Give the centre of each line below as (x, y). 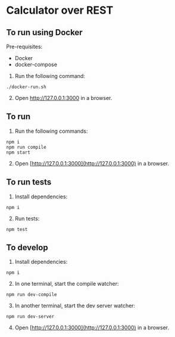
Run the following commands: (51, 131)
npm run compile (26, 147)
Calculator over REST (60, 10)
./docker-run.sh (26, 87)
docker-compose (36, 64)
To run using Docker (44, 32)
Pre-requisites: (24, 46)
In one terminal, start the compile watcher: (67, 284)
